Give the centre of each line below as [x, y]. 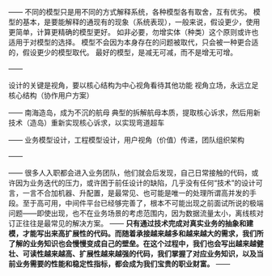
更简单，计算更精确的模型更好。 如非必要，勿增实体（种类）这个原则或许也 [134, 32]
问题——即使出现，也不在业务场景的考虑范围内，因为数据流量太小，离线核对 [136, 213]
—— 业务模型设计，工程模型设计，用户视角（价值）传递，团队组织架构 [126, 140]
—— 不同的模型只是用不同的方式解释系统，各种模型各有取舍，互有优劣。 [130, 12]
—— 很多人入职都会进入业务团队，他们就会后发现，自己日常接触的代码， [130, 173]
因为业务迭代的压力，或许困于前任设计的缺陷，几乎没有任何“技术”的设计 [136, 183]
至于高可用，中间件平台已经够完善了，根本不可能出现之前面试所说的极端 [143, 203]
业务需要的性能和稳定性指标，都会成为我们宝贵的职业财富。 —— [123, 264]
